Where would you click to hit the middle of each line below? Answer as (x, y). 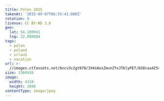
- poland (18, 50)
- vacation (20, 59)
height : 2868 (23, 86)
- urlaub (18, 55)
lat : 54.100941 (25, 32)
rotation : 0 (17, 18)
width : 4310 (22, 82)
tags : (10, 41)
